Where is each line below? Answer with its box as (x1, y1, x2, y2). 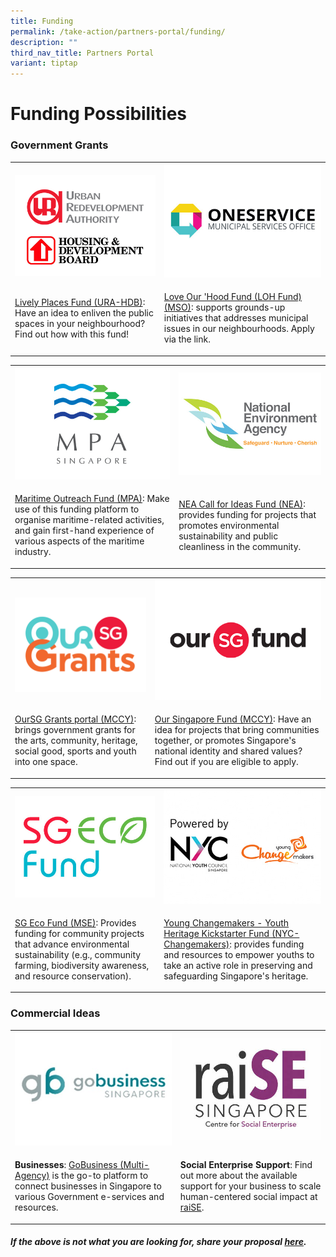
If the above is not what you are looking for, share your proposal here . (10, 1236, 307, 1248)
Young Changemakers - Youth (163, 916, 290, 929)
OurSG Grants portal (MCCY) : (14, 713, 137, 725)
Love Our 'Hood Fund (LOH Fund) (163, 291, 303, 303)
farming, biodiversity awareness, (14, 959, 150, 971)
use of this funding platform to (14, 503, 140, 515)
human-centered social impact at (179, 1191, 318, 1203)
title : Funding (10, 16, 74, 26)
